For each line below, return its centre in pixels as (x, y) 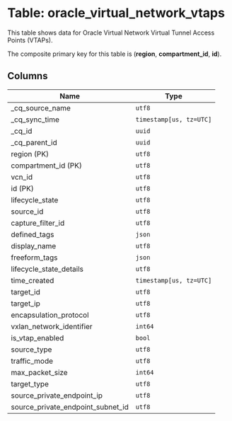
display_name (34, 246)
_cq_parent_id (34, 142)
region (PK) (30, 154)
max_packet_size (40, 372)
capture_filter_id (38, 223)
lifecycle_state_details (47, 269)
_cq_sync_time (35, 120)
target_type (30, 383)
